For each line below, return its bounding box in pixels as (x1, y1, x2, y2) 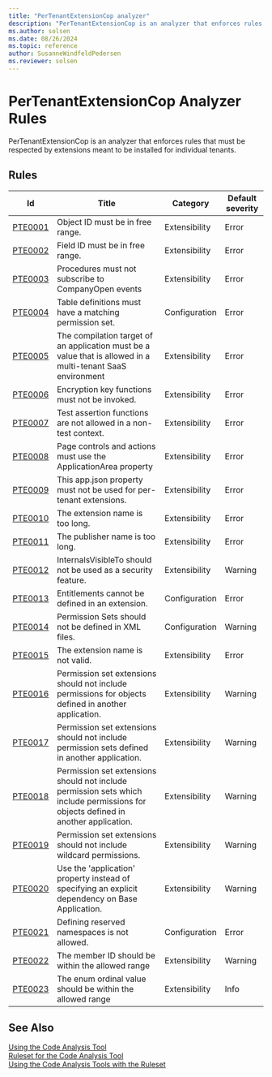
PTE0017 (12, 736, 49, 747)
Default (227, 192, 257, 204)
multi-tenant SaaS (56, 360, 127, 372)
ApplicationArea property (56, 460, 154, 472)
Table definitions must (56, 296, 142, 308)
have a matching (56, 306, 120, 317)
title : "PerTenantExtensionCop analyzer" (8, 11, 151, 20)
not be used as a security (56, 564, 153, 575)
